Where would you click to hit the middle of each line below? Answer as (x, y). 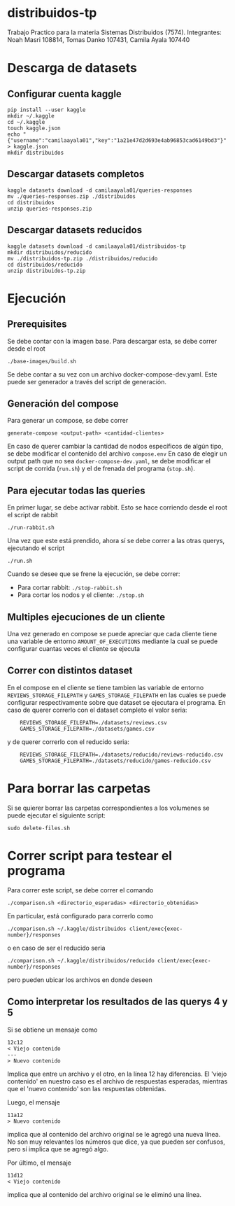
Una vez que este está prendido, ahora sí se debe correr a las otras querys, (116, 541)
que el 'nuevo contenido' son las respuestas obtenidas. (87, 1088)
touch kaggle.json (34, 128)
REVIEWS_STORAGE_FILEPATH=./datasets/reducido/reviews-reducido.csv (122, 755)
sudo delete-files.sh (39, 828)
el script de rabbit (33, 515)
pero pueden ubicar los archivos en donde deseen (80, 980)
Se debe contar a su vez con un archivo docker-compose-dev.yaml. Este (112, 374)
